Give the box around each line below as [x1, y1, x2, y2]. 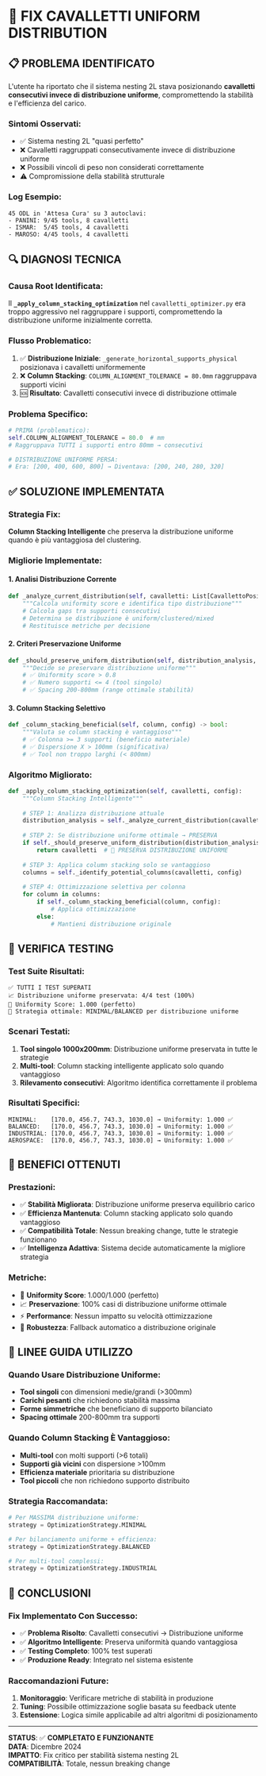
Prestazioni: [8, 1182, 56, 1193]
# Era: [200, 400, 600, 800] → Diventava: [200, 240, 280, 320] [8, 463, 225, 471]
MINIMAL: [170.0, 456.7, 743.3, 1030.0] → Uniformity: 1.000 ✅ [8, 1115, 234, 1123]
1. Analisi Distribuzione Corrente [8, 575, 117, 584]
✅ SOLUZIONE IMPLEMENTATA [8, 484, 165, 499]
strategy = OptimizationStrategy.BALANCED [8, 1543, 150, 1551]
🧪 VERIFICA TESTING [8, 942, 114, 955]
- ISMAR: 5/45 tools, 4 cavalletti [8, 223, 129, 231]
